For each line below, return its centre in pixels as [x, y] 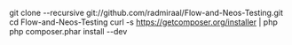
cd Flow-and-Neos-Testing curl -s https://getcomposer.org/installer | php [143, 22]
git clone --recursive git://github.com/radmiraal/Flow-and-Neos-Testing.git [146, 13]
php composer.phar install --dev [68, 31]
